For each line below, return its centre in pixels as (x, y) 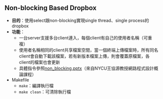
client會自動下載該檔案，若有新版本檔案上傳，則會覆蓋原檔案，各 (84, 56)
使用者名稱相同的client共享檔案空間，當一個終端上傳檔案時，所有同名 (89, 50)
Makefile (20, 79)
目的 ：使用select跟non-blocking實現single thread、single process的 (80, 20)
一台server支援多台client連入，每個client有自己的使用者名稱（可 (83, 38)
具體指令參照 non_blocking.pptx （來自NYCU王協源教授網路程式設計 (86, 68)
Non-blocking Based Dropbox (51, 8)
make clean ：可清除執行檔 (45, 92)
